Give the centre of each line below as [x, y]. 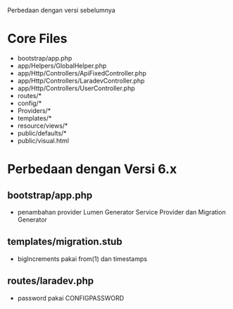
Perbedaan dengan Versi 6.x [92, 169]
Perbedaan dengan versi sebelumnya [62, 10]
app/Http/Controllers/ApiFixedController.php [82, 73]
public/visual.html [43, 140]
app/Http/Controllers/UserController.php [76, 88]
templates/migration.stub [65, 242]
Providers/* [34, 110]
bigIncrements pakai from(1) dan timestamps [82, 259]
